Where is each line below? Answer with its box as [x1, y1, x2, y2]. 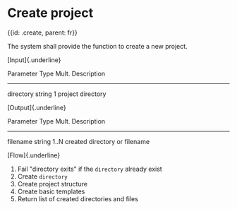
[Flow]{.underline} [7, 150, 61, 160]
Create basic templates [17, 187, 85, 196]
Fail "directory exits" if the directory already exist [17, 165, 162, 173]
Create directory [17, 172, 68, 181]
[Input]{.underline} [7, 55, 61, 64]
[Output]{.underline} [7, 103, 67, 112]
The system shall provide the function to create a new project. [7, 42, 188, 50]
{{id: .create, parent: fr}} [7, 28, 78, 37]
